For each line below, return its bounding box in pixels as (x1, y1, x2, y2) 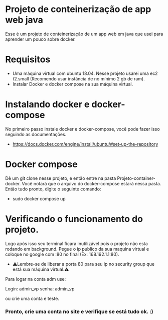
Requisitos (5, 54, 51, 65)
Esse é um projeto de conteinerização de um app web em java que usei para (5, 31, 163, 37)
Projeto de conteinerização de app (5, 4, 151, 15)
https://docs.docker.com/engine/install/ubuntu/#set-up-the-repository (12, 141, 158, 147)
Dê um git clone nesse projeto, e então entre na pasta (5, 175, 116, 181)
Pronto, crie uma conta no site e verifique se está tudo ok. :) (5, 308, 153, 315)
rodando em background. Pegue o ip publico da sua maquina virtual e (5, 246, 149, 252)
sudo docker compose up (12, 195, 66, 201)
